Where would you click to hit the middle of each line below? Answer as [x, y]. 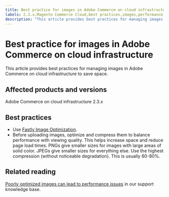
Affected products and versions [56, 89]
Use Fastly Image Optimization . [45, 129]
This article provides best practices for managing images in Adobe [74, 69]
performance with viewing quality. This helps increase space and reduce [88, 140]
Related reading [31, 172]
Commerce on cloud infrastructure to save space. [57, 74]
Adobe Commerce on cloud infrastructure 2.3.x [54, 102]
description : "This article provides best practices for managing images [84, 19]
